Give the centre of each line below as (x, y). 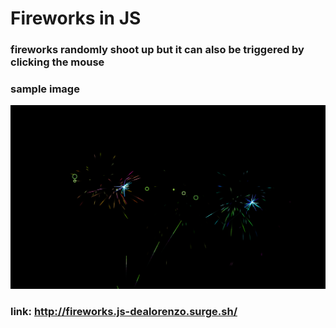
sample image (45, 89)
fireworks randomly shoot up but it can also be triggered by (157, 50)
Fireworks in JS (76, 18)
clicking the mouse (57, 62)
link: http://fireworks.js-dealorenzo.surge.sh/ (124, 312)
